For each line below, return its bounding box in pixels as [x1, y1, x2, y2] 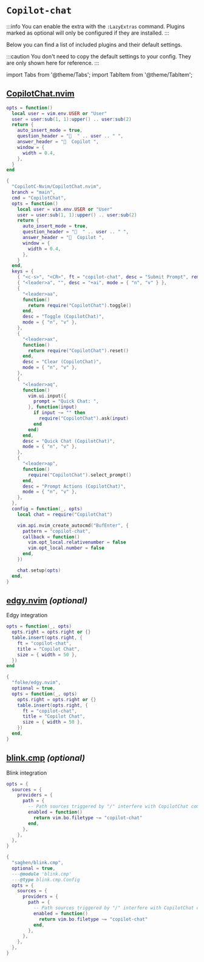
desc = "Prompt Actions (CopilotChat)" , [22, 483, 126, 490]
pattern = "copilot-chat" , [22, 528, 91, 534]
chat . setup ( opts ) [17, 567, 61, 573]
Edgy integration [6, 612, 48, 619]
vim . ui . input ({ [28, 393, 67, 399]
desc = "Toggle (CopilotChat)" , [22, 314, 104, 320]
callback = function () [22, 534, 80, 540]
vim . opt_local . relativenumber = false [28, 539, 126, 545]
